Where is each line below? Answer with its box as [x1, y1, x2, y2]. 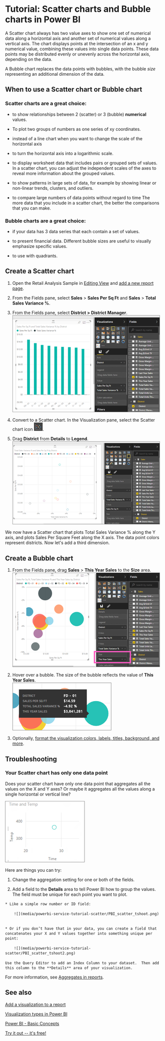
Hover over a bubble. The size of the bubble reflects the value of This [12, 672, 154, 678]
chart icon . [12, 426, 44, 432]
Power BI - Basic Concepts [5, 1020, 60, 1026]
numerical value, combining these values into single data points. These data [5, 46, 159, 52]
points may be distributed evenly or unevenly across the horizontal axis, [5, 51, 151, 57]
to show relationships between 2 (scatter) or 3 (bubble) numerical [12, 111, 146, 117]
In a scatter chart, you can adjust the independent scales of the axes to [12, 165, 157, 171]
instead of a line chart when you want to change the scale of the [12, 135, 143, 141]
